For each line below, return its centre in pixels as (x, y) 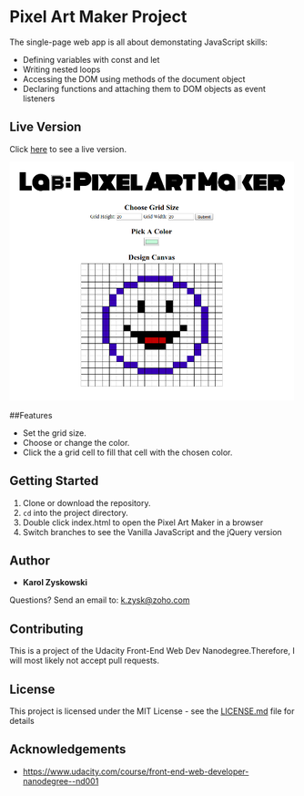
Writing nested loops (61, 69)
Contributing (46, 629)
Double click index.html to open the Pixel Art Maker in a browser (143, 522)
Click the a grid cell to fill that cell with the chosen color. (127, 452)
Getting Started (54, 481)
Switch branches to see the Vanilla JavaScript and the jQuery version (152, 532)
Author (30, 560)
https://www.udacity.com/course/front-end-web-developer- (136, 771)
